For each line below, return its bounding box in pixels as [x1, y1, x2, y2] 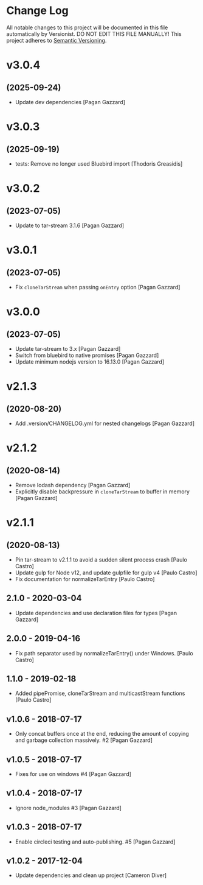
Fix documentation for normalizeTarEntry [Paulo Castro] [15, 575, 155, 582]
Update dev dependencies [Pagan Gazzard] [15, 98, 126, 105]
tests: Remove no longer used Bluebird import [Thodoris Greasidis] [15, 160, 183, 167]
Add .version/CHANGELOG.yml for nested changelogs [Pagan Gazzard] [15, 420, 195, 427]
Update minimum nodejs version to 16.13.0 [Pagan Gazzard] [15, 358, 165, 365]
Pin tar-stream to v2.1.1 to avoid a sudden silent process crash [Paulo [15, 555, 187, 563]
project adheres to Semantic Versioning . [6, 37, 107, 44]
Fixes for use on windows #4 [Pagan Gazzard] [15, 770, 132, 777]
